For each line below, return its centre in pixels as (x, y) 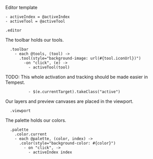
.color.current (31, 134)
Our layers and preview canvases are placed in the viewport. (69, 101)
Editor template (21, 7)
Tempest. (15, 82)
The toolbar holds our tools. (35, 40)
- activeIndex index (50, 152)
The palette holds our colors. (36, 120)
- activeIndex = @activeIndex (38, 17)
